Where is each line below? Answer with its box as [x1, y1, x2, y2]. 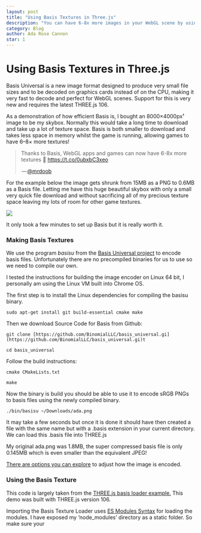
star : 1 [6, 36, 26, 42]
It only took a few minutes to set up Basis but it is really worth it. [6, 220, 163, 228]
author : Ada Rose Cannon [6, 31, 68, 37]
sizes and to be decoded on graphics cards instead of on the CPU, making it [6, 88, 194, 96]
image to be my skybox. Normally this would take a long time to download [6, 119, 188, 126]
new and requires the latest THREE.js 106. [6, 101, 109, 108]
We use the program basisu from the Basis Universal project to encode [6, 249, 181, 257]
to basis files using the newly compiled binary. [6, 397, 121, 404]
